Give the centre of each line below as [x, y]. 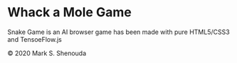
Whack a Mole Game [69, 12]
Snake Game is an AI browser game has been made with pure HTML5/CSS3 [118, 32]
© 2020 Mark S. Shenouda [47, 53]
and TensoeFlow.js [35, 39]
